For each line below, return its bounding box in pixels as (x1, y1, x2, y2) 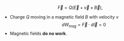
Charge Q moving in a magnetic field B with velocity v (9, 14, 119, 20)
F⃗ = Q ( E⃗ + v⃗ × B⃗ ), (57, 5, 103, 10)
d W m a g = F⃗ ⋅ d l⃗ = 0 (62, 22, 106, 29)
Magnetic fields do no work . (9, 30, 67, 36)
